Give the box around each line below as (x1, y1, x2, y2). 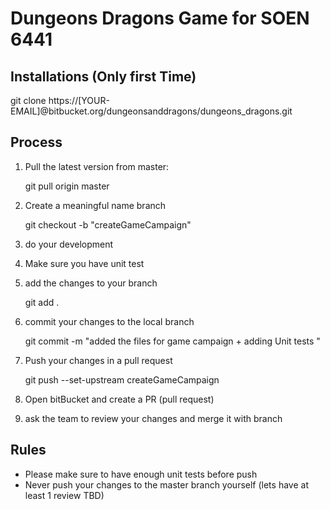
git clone (10, 95, 47, 106)
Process (10, 134, 63, 151)
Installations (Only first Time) (10, 68, 197, 85)
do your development (24, 238, 114, 250)
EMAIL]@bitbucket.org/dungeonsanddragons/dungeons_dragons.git (10, 105, 293, 117)
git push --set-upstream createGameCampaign (24, 373, 220, 386)
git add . (24, 296, 60, 308)
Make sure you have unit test (24, 257, 145, 269)
